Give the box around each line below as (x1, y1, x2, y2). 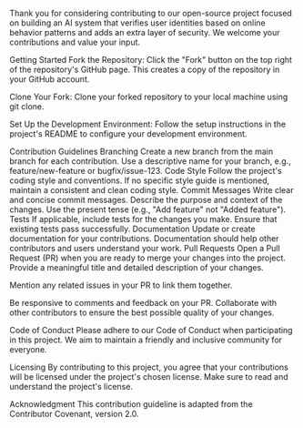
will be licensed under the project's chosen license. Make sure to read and (9, 372, 288, 382)
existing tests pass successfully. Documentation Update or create (9, 223, 257, 234)
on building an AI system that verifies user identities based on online (9, 17, 266, 28)
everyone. (9, 344, 47, 354)
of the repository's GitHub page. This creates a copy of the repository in (9, 64, 280, 75)
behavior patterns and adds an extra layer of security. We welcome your (9, 27, 280, 37)
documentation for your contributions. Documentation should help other (9, 233, 279, 244)
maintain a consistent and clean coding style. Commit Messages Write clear (9, 185, 294, 195)
